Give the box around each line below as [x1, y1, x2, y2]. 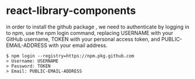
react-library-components [6, 4, 136, 17]
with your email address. [48, 42, 108, 49]
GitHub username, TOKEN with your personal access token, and [6, 35, 161, 42]
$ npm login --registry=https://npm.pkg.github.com [6, 53, 134, 59]
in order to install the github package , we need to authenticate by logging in [6, 23, 190, 30]
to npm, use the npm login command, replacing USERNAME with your [6, 29, 173, 36]
